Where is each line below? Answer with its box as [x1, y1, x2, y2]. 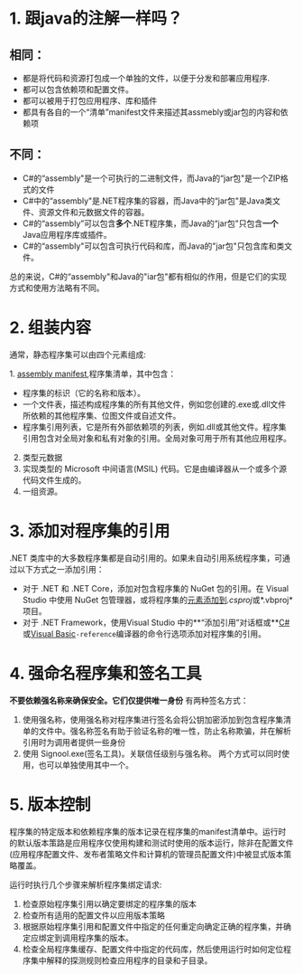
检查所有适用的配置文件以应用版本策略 [22, 910, 165, 921]
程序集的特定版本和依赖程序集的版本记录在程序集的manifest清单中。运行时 [9, 826, 287, 837]
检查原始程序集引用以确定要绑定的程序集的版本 [22, 898, 197, 909]
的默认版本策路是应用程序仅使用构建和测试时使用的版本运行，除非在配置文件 [9, 837, 294, 848]
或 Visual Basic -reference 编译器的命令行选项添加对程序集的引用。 [22, 628, 267, 638]
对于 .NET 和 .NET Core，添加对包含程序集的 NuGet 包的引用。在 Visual [22, 582, 289, 593]
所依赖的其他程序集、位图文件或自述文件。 [22, 410, 181, 421]
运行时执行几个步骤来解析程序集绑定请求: [9, 879, 162, 890]
